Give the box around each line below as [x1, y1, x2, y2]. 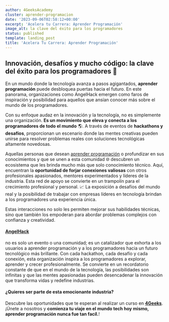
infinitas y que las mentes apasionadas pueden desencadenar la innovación [5, 272, 163, 278]
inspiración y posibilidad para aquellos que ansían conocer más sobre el [5, 97, 155, 103]
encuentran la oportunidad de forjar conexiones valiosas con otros [5, 167, 147, 173]
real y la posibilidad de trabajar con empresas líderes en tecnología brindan [5, 191, 162, 197]
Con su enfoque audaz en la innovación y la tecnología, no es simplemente [5, 112, 161, 118]
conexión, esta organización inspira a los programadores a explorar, [5, 256, 146, 262]
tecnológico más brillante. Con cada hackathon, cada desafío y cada [5, 250, 148, 256]
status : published [5, 31, 44, 36]
